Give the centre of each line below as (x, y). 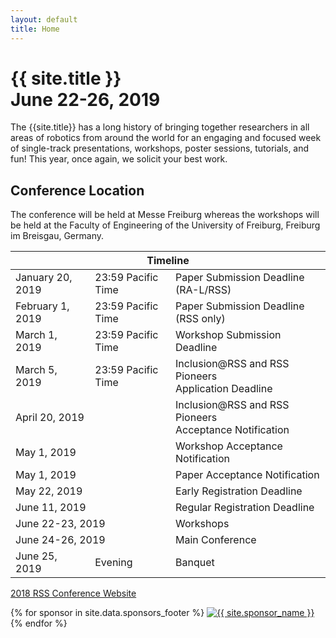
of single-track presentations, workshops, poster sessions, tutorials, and (160, 148)
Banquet (195, 563)
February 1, (42, 306)
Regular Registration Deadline (245, 508)
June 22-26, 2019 (85, 99)
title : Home (35, 29)
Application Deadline (224, 389)
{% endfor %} (39, 623)
